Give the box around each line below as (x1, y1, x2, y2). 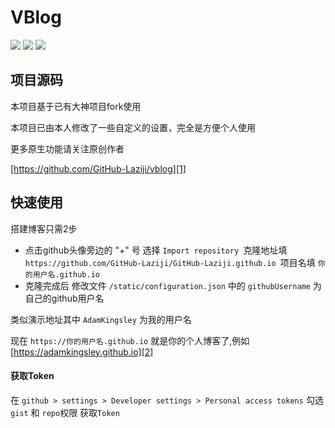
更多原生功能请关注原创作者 (10, 142, 125, 155)
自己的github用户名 (24, 292, 105, 304)
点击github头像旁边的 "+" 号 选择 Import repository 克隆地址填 (24, 244, 288, 256)
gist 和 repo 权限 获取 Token (10, 406, 120, 418)
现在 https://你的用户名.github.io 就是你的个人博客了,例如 (10, 334, 250, 346)
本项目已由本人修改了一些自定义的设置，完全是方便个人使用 (10, 121, 256, 133)
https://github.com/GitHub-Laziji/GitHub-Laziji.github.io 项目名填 (24, 256, 316, 268)
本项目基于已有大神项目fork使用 (10, 100, 142, 112)
